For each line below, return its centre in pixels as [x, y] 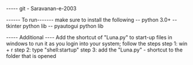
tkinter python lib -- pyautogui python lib [55, 26]
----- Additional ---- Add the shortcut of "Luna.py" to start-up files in [89, 37]
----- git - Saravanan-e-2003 [42, 8]
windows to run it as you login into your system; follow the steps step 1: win [97, 44]
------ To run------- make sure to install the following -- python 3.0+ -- [92, 20]
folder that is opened [31, 56]
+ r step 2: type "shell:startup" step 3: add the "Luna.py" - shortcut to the [94, 50]
